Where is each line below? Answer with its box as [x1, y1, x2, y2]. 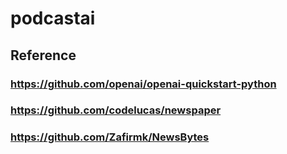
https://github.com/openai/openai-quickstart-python [10, 77, 277, 91]
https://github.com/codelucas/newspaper [10, 103, 222, 117]
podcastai [10, 7, 96, 30]
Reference [10, 47, 77, 64]
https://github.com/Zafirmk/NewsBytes [10, 130, 210, 144]
